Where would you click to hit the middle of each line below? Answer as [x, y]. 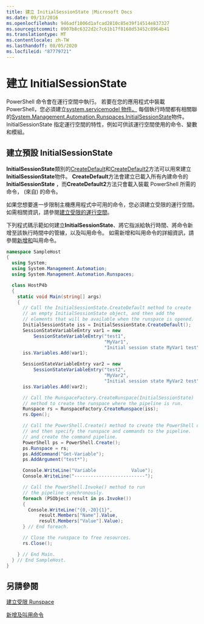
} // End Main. [36, 554]
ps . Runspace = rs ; [46, 448]
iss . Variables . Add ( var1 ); [55, 353]
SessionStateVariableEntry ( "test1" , [80, 336]
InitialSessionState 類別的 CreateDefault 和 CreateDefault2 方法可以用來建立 [99, 168]
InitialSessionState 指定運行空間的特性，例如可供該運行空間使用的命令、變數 [102, 124]
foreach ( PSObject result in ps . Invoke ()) [77, 498]
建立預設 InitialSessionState [60, 153]
